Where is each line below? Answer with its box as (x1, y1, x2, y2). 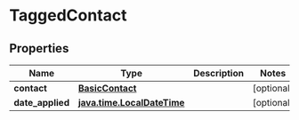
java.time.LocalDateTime (77, 97, 185, 108)
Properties (9, 41, 69, 56)
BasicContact (77, 82, 137, 94)
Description (193, 68, 245, 79)
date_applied (13, 97, 69, 108)
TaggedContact (9, 5, 127, 26)
